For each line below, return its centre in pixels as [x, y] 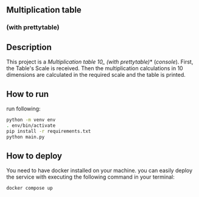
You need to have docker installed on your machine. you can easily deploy [100, 171]
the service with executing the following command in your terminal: [91, 177]
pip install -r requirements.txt [49, 131]
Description [29, 47]
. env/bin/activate [31, 125]
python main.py [26, 137]
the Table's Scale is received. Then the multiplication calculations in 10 [95, 68]
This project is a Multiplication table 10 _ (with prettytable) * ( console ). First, [100, 62]
